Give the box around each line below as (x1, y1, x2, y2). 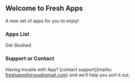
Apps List (5, 30, 30, 37)
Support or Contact (5, 55, 55, 62)
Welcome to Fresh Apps (5, 4, 83, 13)
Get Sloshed (5, 42, 32, 48)
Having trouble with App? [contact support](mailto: (5, 67, 112, 73)
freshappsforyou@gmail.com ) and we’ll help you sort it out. (5, 72, 130, 78)
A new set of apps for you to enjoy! (5, 17, 79, 24)
